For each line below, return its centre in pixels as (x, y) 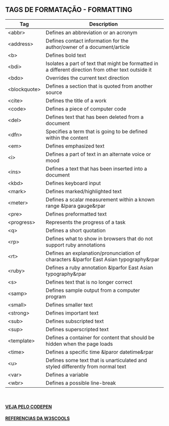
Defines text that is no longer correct (89, 282)
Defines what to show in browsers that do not (99, 238)
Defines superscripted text (77, 329)
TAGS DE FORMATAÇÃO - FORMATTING (69, 10)
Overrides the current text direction (87, 78)
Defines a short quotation (75, 230)
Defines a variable (67, 375)
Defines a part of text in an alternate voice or (98, 154)
